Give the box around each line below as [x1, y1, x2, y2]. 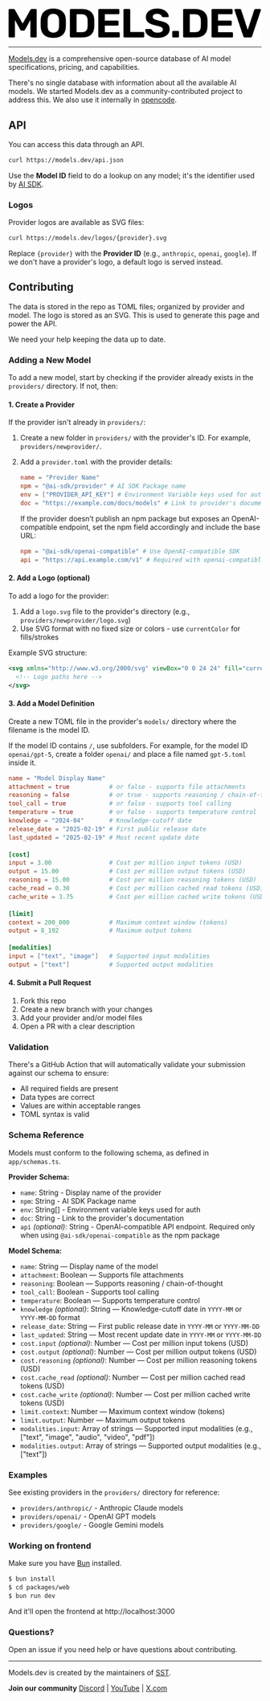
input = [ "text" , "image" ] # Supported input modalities [8, 952, 211, 960]
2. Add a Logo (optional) [8, 573, 91, 583]
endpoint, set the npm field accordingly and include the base [59, 522, 261, 532]
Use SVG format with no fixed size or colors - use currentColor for [19, 624, 241, 633]
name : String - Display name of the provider [19, 1188, 162, 1197]
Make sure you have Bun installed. [8, 1559, 122, 1568]
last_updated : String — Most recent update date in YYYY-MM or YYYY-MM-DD [19, 1330, 262, 1339]
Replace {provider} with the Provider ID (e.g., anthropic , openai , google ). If [8, 249, 257, 259]
